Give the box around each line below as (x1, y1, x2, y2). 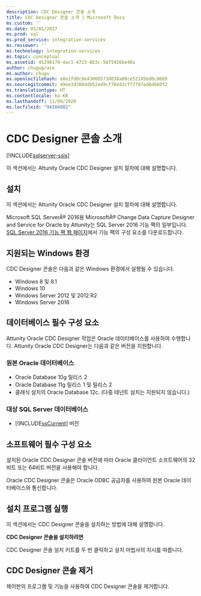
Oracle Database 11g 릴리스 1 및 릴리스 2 (14, 381, 112, 388)
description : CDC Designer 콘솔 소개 (6, 8, 96, 15)
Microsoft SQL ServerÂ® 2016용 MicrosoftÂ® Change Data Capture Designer (6, 214, 195, 221)
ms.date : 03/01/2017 (6, 25, 58, 32)
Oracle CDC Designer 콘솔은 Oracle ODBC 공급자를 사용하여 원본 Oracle (6, 477, 181, 484)
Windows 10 (14, 285, 46, 292)
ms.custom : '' (6, 20, 42, 26)
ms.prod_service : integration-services (6, 37, 106, 43)
